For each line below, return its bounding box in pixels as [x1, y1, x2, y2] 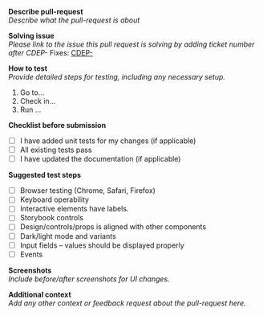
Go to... [19, 88, 45, 97]
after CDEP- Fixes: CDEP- [8, 48, 94, 57]
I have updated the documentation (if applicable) [19, 154, 181, 164]
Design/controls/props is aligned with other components [19, 222, 207, 232]
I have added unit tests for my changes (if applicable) [19, 136, 196, 146]
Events [19, 249, 43, 259]
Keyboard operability [19, 195, 90, 204]
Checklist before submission [8, 121, 107, 129]
